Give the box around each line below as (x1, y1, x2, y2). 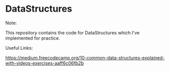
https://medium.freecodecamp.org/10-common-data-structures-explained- (5, 54, 165, 61)
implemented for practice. (5, 35, 60, 41)
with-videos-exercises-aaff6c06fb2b (5, 60, 84, 66)
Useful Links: (5, 45, 33, 51)
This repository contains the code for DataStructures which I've (5, 29, 140, 35)
